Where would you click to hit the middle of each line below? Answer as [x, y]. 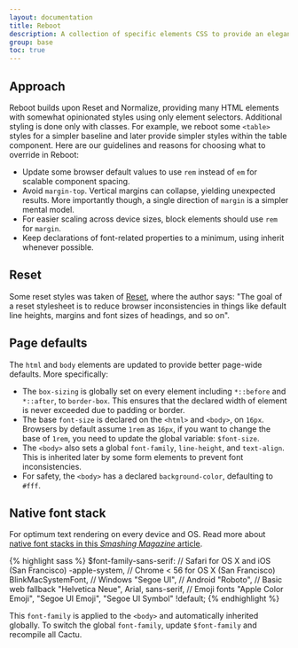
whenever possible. [58, 247]
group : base [31, 42]
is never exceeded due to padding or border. [103, 410]
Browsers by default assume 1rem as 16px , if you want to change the [146, 429]
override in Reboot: [44, 154]
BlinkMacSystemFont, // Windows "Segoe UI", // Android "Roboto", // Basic [146, 580]
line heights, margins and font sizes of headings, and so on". [120, 315]
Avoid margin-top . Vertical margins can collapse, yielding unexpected [149, 191]
